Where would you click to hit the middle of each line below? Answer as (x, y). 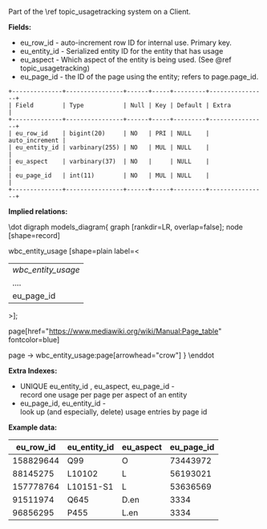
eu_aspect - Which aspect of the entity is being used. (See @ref (126, 60)
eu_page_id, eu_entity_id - (63, 403)
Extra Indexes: (33, 371)
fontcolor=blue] (34, 339)
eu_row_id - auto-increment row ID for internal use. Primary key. (126, 42)
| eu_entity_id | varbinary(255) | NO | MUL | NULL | (109, 147)
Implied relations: (38, 211)
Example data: (33, 427)
